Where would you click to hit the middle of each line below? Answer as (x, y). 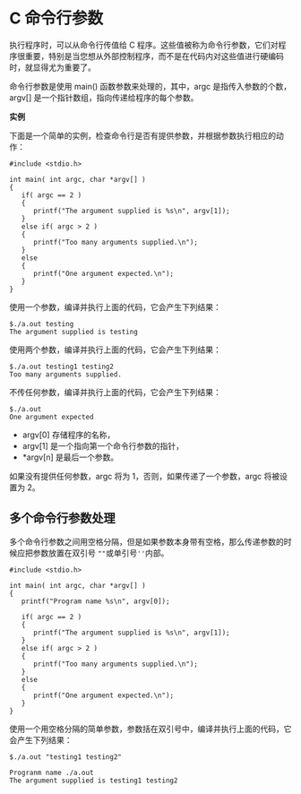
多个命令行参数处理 (62, 518)
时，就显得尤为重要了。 (52, 67)
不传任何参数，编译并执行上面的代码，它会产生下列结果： (115, 392)
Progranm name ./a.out (52, 772)
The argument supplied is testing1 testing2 (94, 781)
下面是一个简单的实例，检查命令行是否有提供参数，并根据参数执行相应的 (142, 135)
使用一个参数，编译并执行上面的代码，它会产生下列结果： (115, 306)
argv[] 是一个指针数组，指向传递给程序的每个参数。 (104, 97)
